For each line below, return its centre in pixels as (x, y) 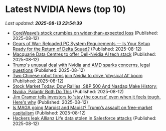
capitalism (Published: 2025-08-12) (49, 113)
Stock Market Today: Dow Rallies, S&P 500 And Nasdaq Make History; (85, 86)
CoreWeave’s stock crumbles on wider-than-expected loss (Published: (85, 33)
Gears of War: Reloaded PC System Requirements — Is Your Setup (81, 43)
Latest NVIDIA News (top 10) (66, 9)
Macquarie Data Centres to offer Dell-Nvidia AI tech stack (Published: (84, 54)
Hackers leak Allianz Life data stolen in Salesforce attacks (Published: (84, 118)
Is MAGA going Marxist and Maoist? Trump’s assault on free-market (82, 107)
